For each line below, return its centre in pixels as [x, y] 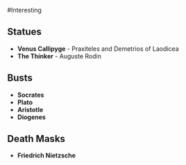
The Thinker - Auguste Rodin [59, 56]
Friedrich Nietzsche [46, 155]
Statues [24, 32]
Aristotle [30, 109]
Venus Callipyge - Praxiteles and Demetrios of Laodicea [98, 49]
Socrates [31, 95]
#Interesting [24, 10]
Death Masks [36, 139]
